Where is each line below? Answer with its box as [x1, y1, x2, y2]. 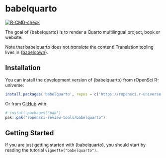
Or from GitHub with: [5, 100, 48, 107]
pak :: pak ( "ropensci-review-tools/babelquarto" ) [5, 115, 106, 120]
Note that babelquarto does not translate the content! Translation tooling [5, 44, 154, 50]
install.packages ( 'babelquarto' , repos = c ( [5, 91, 99, 97]
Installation [5, 64, 41, 72]
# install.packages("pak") [5, 110, 61, 115]
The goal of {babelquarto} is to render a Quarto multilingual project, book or [5, 29, 161, 35]
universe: [5, 82, 24, 88]
